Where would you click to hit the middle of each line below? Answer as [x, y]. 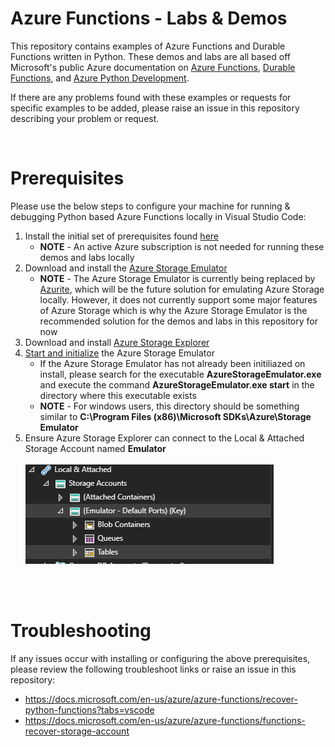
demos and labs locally [87, 257]
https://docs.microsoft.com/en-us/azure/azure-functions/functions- [165, 720]
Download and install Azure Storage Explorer [117, 342]
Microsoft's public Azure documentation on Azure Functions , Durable [153, 67]
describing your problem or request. [85, 118]
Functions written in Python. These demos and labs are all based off [150, 56]
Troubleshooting [81, 631]
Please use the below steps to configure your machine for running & [150, 206]
